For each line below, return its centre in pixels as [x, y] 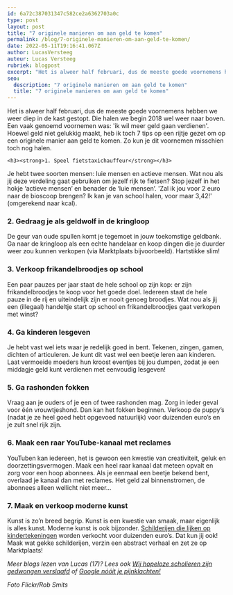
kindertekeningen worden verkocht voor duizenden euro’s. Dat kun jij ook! [113, 535]
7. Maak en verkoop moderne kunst [68, 505]
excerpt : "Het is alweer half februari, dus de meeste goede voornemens [114, 72]
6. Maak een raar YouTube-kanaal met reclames [89, 443]
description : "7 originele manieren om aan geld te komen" [101, 85]
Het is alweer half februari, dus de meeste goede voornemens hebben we [112, 111]
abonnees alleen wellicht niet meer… [59, 487]
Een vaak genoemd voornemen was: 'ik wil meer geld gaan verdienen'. [108, 126]
